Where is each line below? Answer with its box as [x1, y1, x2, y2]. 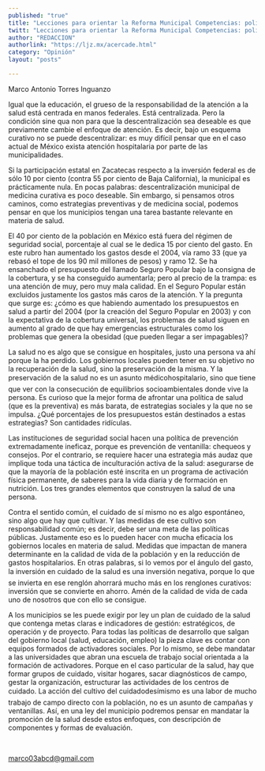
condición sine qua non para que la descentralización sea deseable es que [8, 116, 252, 126]
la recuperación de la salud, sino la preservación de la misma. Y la [8, 364, 223, 373]
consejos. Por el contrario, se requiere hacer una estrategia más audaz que [8, 450, 253, 459]
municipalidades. [8, 149, 64, 159]
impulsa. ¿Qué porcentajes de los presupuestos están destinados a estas [8, 409, 246, 419]
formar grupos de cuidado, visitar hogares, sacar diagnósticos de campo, [8, 669, 248, 678]
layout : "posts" [8, 56, 62, 64]
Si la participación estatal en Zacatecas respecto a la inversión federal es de [8, 165, 256, 175]
